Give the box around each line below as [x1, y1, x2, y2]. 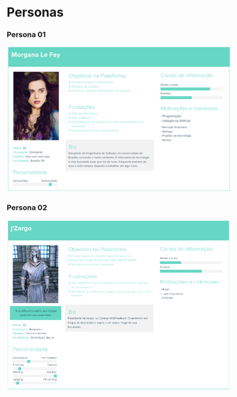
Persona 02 [6, 203, 48, 213]
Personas [6, 4, 65, 21]
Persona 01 [6, 30, 46, 40]
